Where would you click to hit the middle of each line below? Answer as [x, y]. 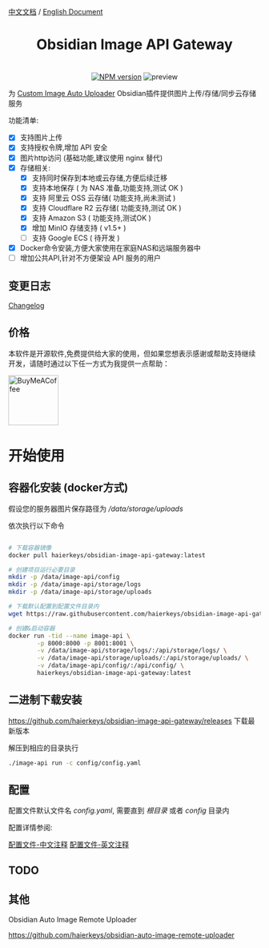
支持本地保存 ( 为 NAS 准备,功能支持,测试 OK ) [107, 187]
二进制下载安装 [45, 700]
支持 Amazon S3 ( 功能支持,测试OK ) [92, 218]
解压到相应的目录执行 [43, 748]
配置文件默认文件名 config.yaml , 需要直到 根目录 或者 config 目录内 [119, 810]
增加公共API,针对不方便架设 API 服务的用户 [90, 258]
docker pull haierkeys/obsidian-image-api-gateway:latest [107, 555]
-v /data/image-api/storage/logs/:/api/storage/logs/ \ [132, 651]
